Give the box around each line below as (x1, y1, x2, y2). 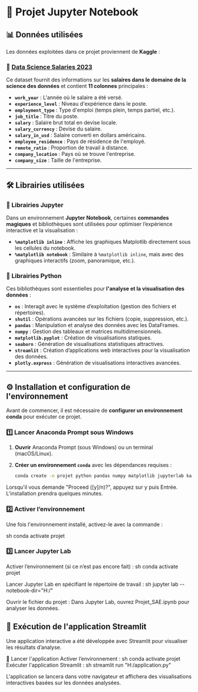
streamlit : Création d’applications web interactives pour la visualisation (14, 347, 190, 354)
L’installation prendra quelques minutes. (6, 490, 103, 497)
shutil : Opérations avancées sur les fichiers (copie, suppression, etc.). (14, 315, 189, 322)
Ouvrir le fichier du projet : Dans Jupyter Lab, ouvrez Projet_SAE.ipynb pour (6, 598, 190, 605)
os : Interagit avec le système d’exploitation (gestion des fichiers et (14, 303, 177, 310)
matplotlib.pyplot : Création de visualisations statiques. (14, 334, 152, 341)
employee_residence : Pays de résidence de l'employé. (14, 138, 146, 145)
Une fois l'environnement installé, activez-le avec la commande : (6, 521, 163, 528)
